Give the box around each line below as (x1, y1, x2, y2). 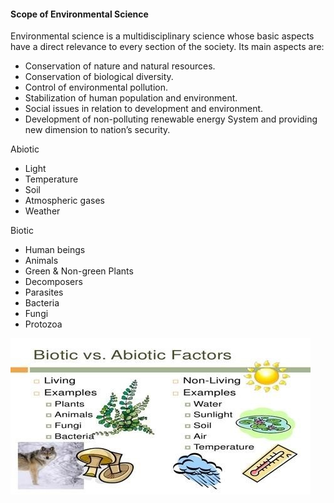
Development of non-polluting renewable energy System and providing (24, 113, 318, 125)
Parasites (24, 286, 64, 299)
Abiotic (10, 143, 40, 155)
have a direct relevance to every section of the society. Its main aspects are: (10, 41, 325, 53)
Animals (24, 255, 59, 267)
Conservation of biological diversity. (24, 71, 174, 83)
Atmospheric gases (24, 195, 105, 207)
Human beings (24, 244, 86, 256)
